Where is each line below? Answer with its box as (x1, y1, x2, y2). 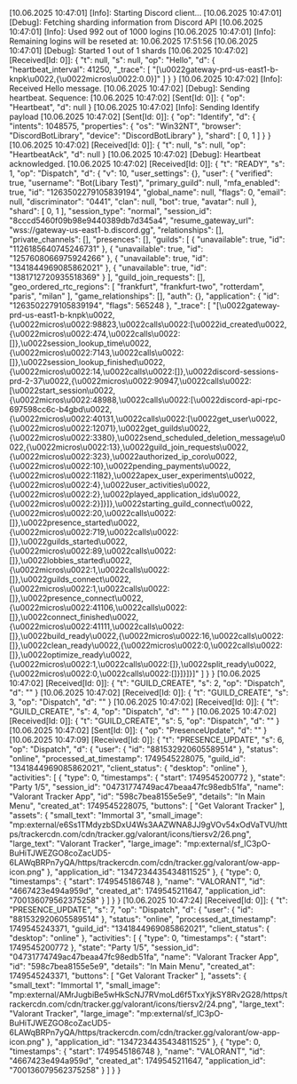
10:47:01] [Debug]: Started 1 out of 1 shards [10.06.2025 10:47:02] (9, 45, 248, 56)
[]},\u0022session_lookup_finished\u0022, (9, 357, 166, 367)
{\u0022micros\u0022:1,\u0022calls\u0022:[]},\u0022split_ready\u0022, (9, 659, 277, 669)
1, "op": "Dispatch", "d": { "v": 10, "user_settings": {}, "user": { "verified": (9, 168, 273, 179)
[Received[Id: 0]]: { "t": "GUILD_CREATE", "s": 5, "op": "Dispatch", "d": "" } (9, 715, 280, 726)
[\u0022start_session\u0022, (9, 386, 116, 395)
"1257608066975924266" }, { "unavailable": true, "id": (9, 253, 208, 263)
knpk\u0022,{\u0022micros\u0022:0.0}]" (9, 74, 161, 84)
